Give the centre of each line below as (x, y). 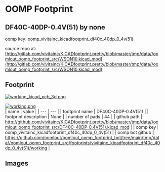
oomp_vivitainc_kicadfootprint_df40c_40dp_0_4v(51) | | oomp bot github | (80, 132)
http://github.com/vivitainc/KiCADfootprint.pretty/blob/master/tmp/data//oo (82, 122)
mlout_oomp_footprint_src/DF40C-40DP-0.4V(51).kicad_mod (67, 127)
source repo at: (21, 48)
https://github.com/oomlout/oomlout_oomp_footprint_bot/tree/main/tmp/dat (82, 137)
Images (17, 163)
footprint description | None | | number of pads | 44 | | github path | (74, 116)
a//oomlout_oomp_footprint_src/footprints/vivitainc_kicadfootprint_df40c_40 (83, 143)
